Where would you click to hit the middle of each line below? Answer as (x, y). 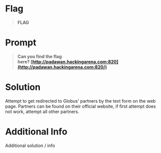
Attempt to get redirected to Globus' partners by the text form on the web (80, 101)
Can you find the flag (40, 56)
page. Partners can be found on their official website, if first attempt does (80, 106)
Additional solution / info (30, 146)
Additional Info (36, 132)
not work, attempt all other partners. (42, 111)
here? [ (25, 62)
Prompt (21, 43)
